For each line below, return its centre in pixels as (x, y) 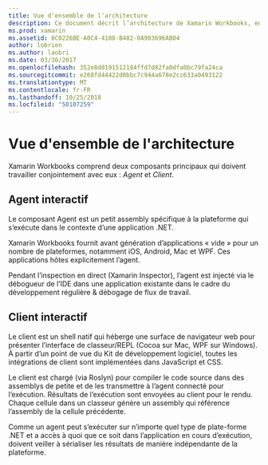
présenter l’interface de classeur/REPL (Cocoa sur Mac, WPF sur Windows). (133, 345)
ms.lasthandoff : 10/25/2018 (55, 97)
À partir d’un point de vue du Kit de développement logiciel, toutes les (123, 353)
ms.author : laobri (39, 53)
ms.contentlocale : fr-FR (49, 90)
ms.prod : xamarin (37, 30)
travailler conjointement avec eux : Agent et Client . (91, 175)
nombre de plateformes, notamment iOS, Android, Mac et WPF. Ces (120, 251)
